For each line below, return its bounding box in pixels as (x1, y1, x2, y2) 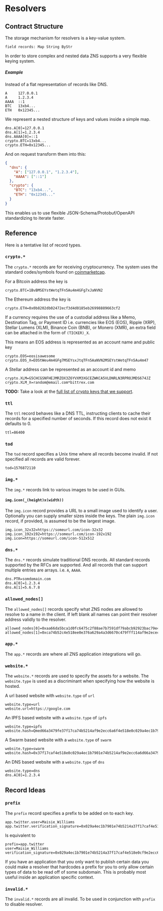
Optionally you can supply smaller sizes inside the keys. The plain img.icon (5, 513, 155, 519)
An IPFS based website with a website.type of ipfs (5, 715, 107, 721)
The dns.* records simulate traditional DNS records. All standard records (5, 557, 150, 563)
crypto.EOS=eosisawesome (5, 354, 55, 358)
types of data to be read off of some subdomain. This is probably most (5, 869, 147, 875)
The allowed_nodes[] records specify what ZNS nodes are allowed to (5, 606, 143, 612)
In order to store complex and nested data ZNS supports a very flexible (5, 53, 147, 59)
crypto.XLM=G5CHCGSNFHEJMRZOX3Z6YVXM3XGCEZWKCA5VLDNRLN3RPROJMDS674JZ (5, 375, 151, 381)
